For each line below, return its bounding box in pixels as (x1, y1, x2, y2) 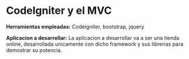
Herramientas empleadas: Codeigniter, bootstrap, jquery (6, 23, 145, 30)
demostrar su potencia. (6, 46, 63, 53)
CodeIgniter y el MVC (6, 4, 112, 17)
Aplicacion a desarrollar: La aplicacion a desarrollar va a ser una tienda (6, 34, 180, 41)
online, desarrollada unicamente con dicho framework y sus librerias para (6, 40, 184, 47)
